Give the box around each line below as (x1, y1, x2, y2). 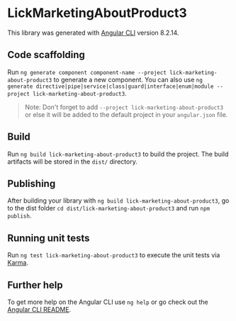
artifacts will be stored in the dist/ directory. (7, 157, 138, 166)
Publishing (7, 177, 56, 189)
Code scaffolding (7, 49, 85, 61)
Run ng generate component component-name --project (7, 67, 167, 76)
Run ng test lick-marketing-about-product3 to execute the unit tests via (7, 251, 220, 259)
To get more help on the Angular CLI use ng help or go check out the (7, 298, 208, 306)
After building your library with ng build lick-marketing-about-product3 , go (7, 196, 230, 205)
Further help (7, 278, 64, 291)
